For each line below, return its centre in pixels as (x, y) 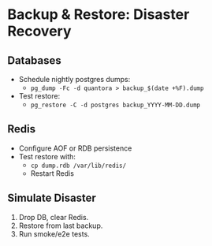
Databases (35, 60)
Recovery (39, 31)
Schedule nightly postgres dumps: (74, 79)
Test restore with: (47, 156)
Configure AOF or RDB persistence (75, 148)
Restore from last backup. (61, 225)
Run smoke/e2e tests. (54, 233)
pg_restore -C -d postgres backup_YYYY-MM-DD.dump (115, 105)
